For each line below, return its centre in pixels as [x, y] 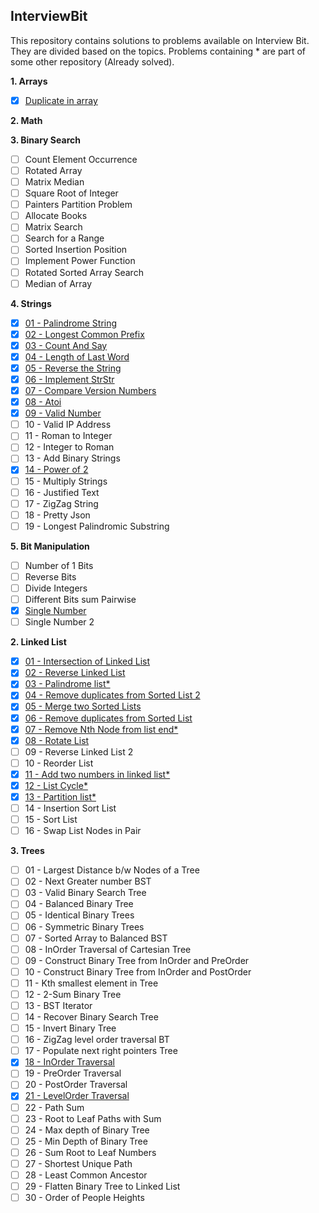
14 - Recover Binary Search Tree [91, 1017]
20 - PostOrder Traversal [76, 1085]
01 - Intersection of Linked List [87, 661]
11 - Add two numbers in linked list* [97, 774]
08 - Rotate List [57, 740]
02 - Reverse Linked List [75, 673]
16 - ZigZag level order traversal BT [97, 1040]
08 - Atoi [43, 402]
